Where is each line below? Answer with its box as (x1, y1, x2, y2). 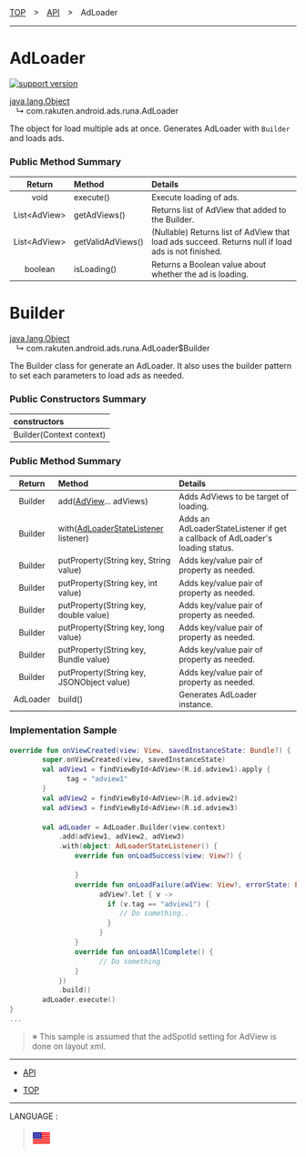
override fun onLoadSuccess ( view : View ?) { (74, 851, 243, 861)
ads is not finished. (151, 246, 222, 257)
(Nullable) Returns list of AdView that (151, 227, 291, 238)
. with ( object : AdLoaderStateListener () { (57, 842, 219, 851)
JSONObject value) (57, 676, 130, 687)
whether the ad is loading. (151, 269, 249, 279)
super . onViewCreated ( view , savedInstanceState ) (42, 756, 226, 765)
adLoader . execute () (42, 995, 117, 1005)
